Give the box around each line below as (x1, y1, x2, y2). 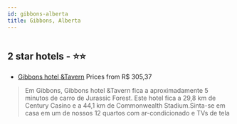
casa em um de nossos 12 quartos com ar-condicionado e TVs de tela (24, 109, 230, 118)
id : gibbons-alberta (7, 10, 69, 18)
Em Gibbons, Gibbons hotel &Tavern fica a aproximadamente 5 (24, 86, 209, 95)
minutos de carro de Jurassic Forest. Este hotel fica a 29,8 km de (24, 94, 216, 103)
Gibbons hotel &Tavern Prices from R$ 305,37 (17, 72, 152, 81)
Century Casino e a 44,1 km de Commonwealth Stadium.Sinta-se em (24, 101, 226, 110)
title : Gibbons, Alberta (7, 17, 81, 24)
